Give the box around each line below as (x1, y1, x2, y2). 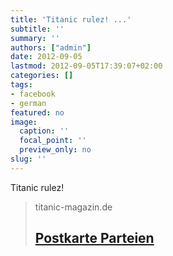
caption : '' (19, 126, 70, 136)
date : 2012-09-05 (10, 52, 83, 62)
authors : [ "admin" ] (10, 42, 92, 53)
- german (10, 98, 47, 108)
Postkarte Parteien (34, 230, 155, 247)
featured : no (10, 107, 65, 118)
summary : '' (10, 33, 60, 43)
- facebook (10, 89, 56, 99)
